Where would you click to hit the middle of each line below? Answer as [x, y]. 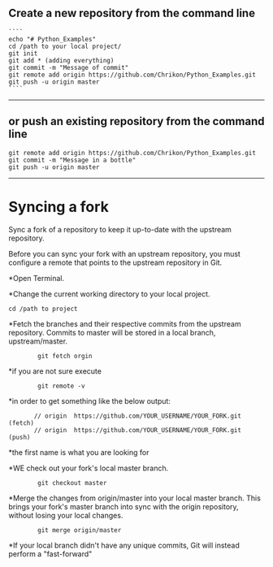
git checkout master [72, 483]
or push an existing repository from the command [136, 121]
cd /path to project [43, 309]
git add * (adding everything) [61, 60]
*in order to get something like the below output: [89, 400]
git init [23, 53]
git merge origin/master [80, 530]
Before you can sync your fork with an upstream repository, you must [125, 253]
